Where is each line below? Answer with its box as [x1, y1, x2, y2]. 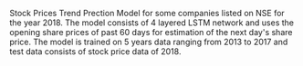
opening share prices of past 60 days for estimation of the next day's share [9, 27, 293, 37]
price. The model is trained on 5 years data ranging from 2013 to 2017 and [9, 36, 288, 47]
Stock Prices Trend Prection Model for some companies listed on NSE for [9, 8, 285, 18]
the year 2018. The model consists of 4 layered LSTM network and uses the [9, 17, 295, 28]
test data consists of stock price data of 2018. [9, 46, 182, 57]
